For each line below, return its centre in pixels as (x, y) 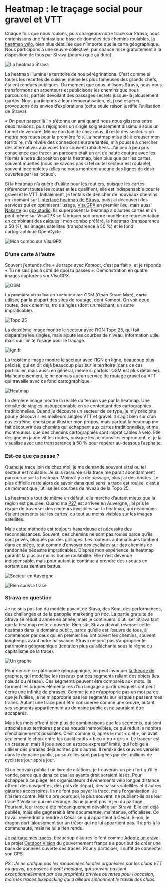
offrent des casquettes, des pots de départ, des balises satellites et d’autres (83, 785)
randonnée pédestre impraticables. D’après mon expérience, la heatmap (79, 550)
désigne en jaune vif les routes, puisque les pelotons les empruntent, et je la (83, 438)
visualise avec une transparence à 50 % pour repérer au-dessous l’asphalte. (83, 443)
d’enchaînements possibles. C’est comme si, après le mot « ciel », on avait (82, 733)
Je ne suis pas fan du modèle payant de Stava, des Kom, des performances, (83, 609)
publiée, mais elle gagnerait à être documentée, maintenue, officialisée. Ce (82, 812)
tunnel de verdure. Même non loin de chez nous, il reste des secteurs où (80, 131)
